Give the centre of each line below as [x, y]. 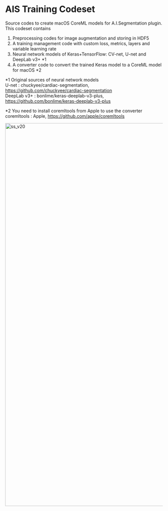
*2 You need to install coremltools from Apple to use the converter [74, 111]
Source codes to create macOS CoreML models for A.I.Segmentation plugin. [84, 23]
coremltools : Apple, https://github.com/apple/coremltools [65, 116]
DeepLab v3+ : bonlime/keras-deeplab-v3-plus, [54, 96]
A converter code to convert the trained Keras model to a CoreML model [87, 65]
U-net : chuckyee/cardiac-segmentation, [47, 85]
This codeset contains [28, 28]
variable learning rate [34, 49]
